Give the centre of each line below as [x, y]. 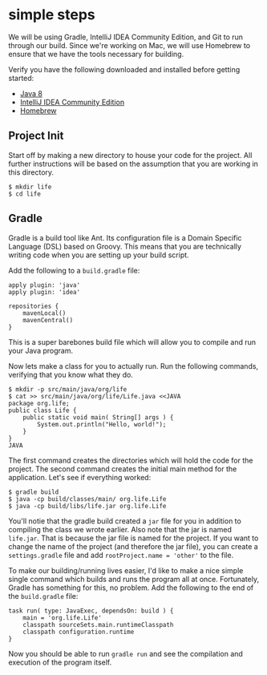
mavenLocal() [44, 313]
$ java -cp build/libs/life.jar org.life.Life [87, 506]
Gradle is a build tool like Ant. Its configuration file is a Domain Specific [125, 237]
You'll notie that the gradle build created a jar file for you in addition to [125, 521]
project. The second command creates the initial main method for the [123, 469]
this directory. [31, 172]
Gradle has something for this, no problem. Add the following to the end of [131, 588]
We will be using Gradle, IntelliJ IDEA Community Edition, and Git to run [125, 37]
